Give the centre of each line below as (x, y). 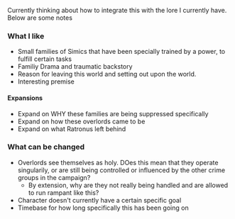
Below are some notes (40, 18)
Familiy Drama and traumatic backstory (75, 67)
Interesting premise (46, 82)
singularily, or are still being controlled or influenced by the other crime (121, 170)
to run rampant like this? (64, 192)
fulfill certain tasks (45, 59)
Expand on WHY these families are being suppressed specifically (113, 113)
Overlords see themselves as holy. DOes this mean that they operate (118, 162)
